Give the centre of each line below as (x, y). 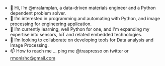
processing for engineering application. (51, 24)
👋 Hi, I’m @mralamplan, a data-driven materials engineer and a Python (83, 8)
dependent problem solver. (38, 13)
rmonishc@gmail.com (32, 58)
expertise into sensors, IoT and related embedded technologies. (76, 35)
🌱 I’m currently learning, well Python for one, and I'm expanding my (80, 29)
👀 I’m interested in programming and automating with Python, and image (85, 18)
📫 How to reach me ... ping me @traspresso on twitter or (69, 51)
